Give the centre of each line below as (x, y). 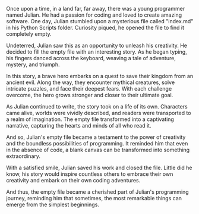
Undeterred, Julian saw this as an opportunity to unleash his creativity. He (97, 45)
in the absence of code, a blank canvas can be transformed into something (98, 150)
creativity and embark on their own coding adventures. (73, 180)
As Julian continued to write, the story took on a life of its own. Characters (97, 106)
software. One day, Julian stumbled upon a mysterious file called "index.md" (100, 21)
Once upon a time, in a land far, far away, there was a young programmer (96, 9)
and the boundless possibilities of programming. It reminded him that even (97, 143)
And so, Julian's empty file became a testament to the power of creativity (96, 137)
